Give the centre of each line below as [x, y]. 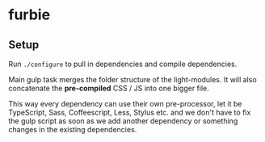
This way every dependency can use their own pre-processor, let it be [125, 104]
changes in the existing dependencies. [73, 129]
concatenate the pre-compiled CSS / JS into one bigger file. [109, 88]
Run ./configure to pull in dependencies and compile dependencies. [123, 64]
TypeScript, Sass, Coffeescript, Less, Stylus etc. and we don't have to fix [130, 112]
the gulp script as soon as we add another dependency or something [123, 121]
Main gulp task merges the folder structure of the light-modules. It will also [132, 79]
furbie [29, 15]
